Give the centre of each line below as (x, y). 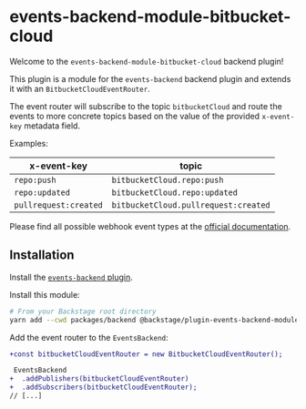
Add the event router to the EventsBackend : (89, 337)
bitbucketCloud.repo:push (168, 180)
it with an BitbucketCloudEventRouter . (80, 88)
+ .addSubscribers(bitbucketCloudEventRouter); (103, 388)
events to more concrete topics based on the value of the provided (135, 116)
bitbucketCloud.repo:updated (175, 192)
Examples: (29, 143)
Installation (42, 256)
